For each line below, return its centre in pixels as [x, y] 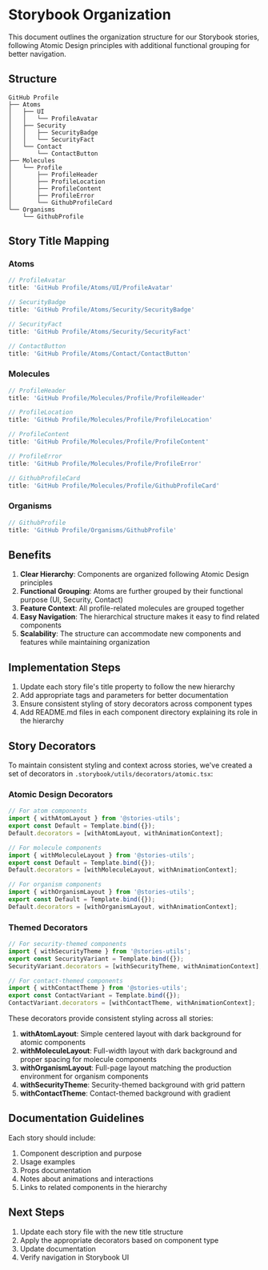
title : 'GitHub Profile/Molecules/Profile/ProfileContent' [109, 442]
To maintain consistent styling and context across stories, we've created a [130, 765]
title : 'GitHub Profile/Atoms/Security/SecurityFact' [100, 331]
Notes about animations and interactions [86, 1179]
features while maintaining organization [85, 643]
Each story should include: [52, 1137]
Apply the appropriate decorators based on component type [119, 1240]
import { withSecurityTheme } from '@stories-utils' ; [100, 951]
